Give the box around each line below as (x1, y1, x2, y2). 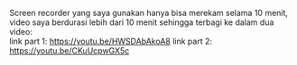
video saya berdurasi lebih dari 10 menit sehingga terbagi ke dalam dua (9, 17, 274, 28)
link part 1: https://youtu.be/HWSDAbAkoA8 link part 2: (9, 36, 212, 46)
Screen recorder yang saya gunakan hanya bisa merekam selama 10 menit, (9, 8, 289, 18)
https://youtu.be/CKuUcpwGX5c (9, 45, 130, 56)
